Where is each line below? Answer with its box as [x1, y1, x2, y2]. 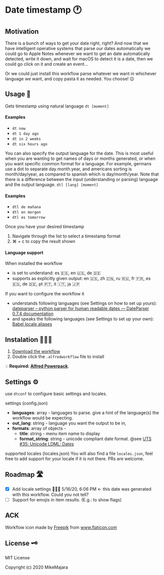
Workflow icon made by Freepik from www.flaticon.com [5, 524, 117, 530]
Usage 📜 [5, 90, 31, 99]
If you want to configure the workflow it [5, 291, 84, 297]
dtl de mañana [12, 205, 41, 209]
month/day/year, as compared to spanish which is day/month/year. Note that [5, 171, 159, 177]
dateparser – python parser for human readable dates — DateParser [12, 306, 149, 312]
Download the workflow [12, 348, 60, 354]
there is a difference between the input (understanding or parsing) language [5, 177, 158, 183]
